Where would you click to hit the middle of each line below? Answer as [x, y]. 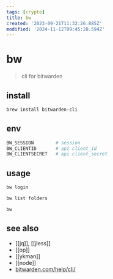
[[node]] [26, 262]
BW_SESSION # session [43, 143]
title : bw [19, 18]
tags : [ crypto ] [26, 12]
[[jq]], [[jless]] [33, 243]
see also [23, 229]
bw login [17, 187]
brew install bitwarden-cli [42, 110]
